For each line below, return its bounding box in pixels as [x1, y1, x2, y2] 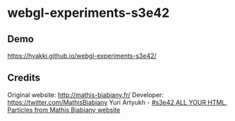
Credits [7, 72, 41, 84]
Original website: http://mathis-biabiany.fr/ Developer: [7, 90, 164, 99]
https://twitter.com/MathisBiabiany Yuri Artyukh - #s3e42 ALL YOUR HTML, [7, 98, 228, 106]
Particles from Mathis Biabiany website [7, 106, 121, 114]
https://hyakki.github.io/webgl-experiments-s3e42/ [7, 51, 157, 60]
